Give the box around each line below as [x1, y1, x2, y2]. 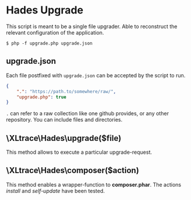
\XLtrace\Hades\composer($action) [6, 165, 139, 175]
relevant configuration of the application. [6, 29, 104, 36]
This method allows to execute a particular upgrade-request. [6, 149, 152, 156]
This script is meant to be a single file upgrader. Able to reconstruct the [6, 23, 178, 30]
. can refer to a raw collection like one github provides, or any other [6, 110, 169, 117]
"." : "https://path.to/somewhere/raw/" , [16, 88, 116, 94]
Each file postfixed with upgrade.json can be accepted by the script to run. [6, 71, 186, 79]
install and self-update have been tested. [6, 187, 105, 194]
